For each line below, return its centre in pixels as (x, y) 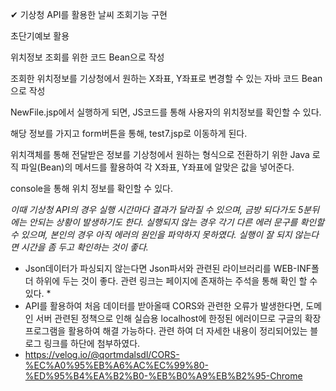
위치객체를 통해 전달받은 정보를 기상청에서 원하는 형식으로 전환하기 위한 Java (160, 154)
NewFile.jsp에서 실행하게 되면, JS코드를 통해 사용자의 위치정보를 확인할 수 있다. (166, 112)
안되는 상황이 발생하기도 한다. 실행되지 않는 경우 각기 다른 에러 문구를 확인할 (176, 222)
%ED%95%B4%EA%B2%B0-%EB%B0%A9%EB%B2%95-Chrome (163, 376)
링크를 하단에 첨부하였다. (92, 343)
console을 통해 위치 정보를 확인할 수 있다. (91, 188)
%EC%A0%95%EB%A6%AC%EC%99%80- (116, 365)
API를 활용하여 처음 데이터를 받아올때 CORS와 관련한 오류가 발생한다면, (164, 306)
